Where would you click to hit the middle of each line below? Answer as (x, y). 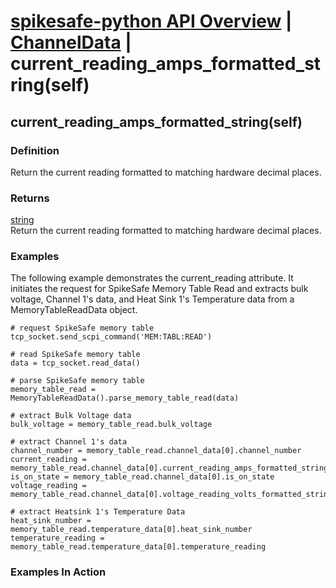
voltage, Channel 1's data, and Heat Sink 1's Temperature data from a (152, 299)
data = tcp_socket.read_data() (75, 363)
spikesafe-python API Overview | (151, 21)
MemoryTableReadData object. (74, 310)
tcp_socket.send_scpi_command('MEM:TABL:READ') (111, 337)
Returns (30, 198)
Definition (35, 150)
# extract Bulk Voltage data (71, 416)
